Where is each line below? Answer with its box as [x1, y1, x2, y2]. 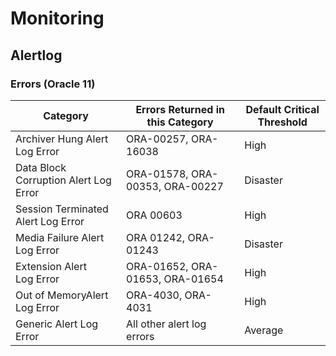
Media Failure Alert [15, 230, 105, 244]
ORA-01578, [126, 167, 189, 181]
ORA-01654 [163, 272, 224, 286]
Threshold [257, 115, 308, 129]
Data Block [15, 160, 67, 174]
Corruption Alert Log [15, 173, 112, 187]
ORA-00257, [126, 132, 189, 146]
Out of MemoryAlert [15, 288, 109, 302]
